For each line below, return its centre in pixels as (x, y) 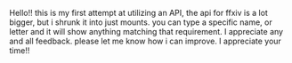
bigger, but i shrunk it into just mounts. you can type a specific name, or (141, 22)
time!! (20, 51)
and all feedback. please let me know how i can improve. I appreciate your (146, 41)
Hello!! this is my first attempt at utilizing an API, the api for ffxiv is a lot (139, 13)
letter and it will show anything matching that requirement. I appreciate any (146, 31)
